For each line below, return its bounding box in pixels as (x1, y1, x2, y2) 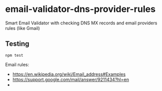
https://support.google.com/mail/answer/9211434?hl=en (12, 76, 129, 83)
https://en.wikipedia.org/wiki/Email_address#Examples (12, 71, 126, 77)
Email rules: (5, 61, 29, 68)
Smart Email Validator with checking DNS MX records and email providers (5, 20, 157, 26)
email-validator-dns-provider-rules (5, 3, 156, 15)
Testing (5, 40, 30, 48)
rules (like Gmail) (5, 25, 40, 31)
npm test (5, 53, 24, 58)
